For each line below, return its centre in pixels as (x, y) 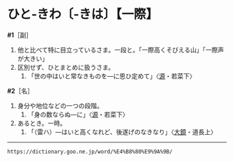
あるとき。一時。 (42, 123)
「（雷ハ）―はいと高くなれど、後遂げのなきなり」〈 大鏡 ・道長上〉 (122, 132)
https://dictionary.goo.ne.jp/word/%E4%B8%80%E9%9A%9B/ (90, 152)
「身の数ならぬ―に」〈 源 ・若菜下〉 (78, 114)
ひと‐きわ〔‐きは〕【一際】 (83, 14)
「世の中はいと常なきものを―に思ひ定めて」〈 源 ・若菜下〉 (112, 76)
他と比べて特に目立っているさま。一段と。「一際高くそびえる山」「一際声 (120, 50)
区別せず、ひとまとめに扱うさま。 (66, 67)
